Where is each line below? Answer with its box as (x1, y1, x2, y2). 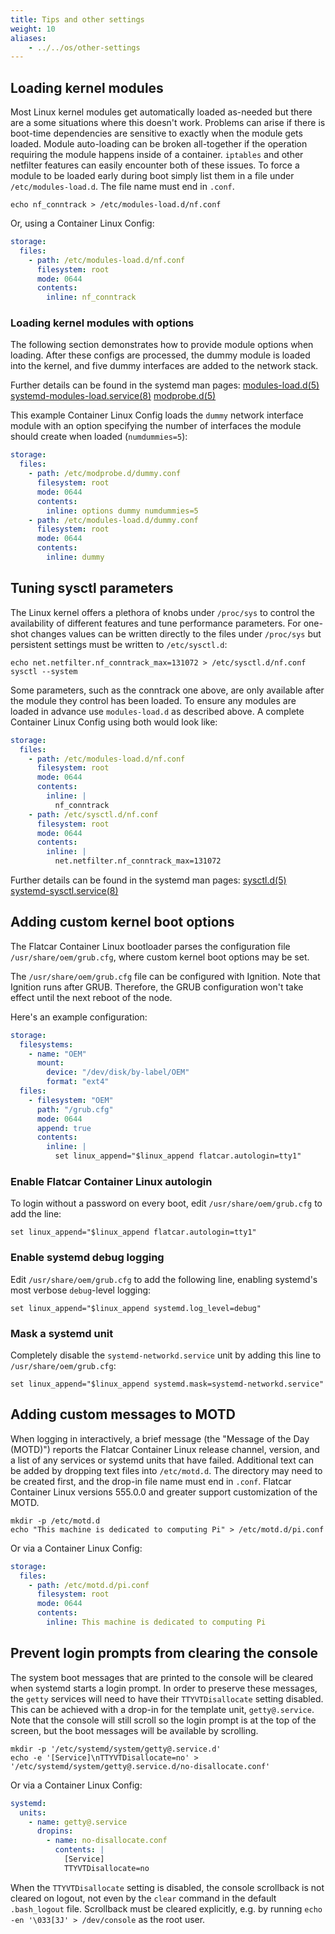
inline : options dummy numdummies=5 (46, 506, 199, 516)
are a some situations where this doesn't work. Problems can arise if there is (10, 117, 326, 129)
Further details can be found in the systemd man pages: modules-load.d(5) (10, 379, 320, 391)
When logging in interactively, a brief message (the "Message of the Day (10, 1432, 310, 1445)
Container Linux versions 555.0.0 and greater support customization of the (10, 1486, 318, 1498)
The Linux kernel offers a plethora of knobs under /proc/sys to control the (10, 606, 315, 618)
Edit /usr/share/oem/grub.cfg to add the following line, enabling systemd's (10, 1273, 318, 1285)
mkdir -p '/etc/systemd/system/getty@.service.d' (10, 1744, 222, 1754)
